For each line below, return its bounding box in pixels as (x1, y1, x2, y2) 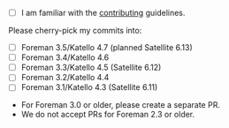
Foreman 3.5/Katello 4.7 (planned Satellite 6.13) (20, 42, 193, 53)
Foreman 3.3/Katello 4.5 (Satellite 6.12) (20, 62, 162, 73)
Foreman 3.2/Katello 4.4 (20, 72, 110, 83)
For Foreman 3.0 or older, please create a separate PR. (20, 100, 220, 110)
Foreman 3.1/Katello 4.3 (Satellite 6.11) (20, 82, 158, 93)
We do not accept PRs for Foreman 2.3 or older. (20, 109, 195, 120)
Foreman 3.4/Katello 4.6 (20, 52, 110, 63)
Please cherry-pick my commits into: (8, 26, 142, 36)
